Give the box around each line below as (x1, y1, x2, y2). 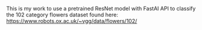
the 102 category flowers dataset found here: (6, 11, 119, 18)
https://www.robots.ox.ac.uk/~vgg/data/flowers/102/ (6, 18, 137, 24)
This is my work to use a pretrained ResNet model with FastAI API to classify (6, 5, 196, 12)
